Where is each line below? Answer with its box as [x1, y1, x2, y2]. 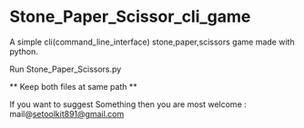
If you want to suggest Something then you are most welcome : [9, 98, 248, 110]
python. [9, 45, 38, 56]
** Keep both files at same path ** [9, 81, 138, 92]
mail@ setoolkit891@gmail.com [9, 108, 125, 119]
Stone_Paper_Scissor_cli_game [9, 6, 251, 27]
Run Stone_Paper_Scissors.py [9, 64, 122, 74]
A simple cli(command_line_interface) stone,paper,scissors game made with [9, 36, 295, 47]
